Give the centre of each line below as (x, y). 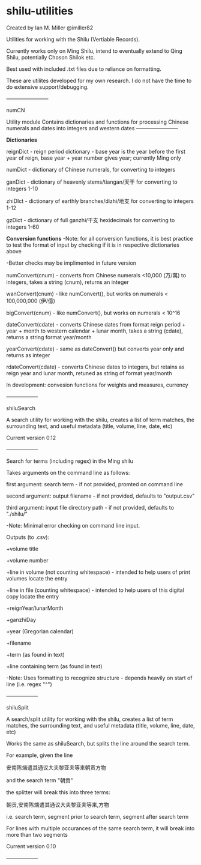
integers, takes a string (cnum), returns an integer (67, 282)
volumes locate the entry (37, 578)
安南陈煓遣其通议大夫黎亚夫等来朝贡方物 (56, 767)
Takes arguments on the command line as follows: (68, 472)
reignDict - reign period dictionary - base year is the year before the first (96, 151)
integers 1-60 (23, 227)
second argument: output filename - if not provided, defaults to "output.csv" (100, 496)
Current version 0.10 (31, 846)
